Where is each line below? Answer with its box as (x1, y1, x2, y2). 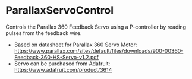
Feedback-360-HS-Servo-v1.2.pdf (14, 53, 99, 61)
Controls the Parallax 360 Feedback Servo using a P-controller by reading (5, 23, 187, 30)
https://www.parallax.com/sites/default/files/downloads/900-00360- (14, 47, 184, 54)
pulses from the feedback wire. (5, 29, 82, 36)
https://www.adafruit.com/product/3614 (14, 66, 112, 73)
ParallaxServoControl (5, 4, 114, 17)
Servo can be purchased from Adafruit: (14, 60, 111, 67)
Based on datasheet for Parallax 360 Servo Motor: (14, 41, 137, 48)
